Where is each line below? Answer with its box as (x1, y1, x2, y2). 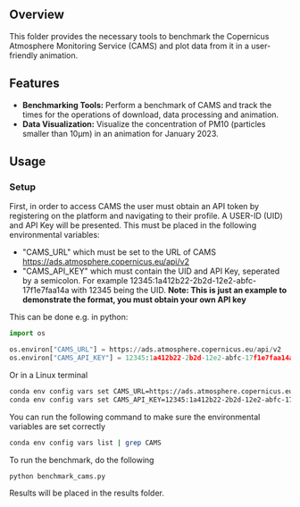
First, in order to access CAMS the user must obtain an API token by (9, 201, 260, 212)
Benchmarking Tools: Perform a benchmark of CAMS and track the (21, 99, 272, 110)
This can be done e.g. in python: (9, 312, 129, 323)
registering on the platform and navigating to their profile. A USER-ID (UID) (9, 210, 283, 222)
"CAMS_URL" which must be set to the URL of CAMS (21, 247, 217, 258)
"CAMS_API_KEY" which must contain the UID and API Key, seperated (21, 266, 280, 276)
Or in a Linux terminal (9, 369, 88, 380)
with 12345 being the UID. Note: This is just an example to (71, 285, 287, 296)
